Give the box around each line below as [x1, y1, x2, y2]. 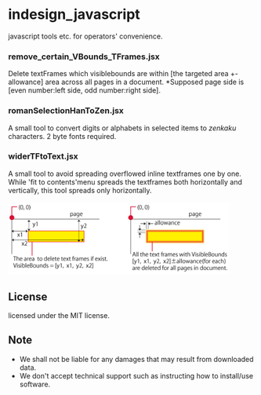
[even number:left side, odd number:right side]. [8, 86, 161, 95]
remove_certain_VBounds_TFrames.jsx [8, 51, 161, 62]
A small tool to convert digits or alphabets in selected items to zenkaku [8, 123, 237, 133]
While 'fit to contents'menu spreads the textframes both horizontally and [8, 177, 243, 186]
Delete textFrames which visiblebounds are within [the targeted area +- [8, 69, 239, 79]
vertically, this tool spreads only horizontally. [8, 185, 152, 195]
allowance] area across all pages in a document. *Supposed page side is [8, 77, 245, 87]
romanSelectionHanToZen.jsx [8, 105, 124, 116]
